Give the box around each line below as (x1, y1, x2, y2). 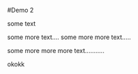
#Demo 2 (7, 6, 34, 14)
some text (7, 20, 36, 27)
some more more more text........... (7, 47, 105, 54)
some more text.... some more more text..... (7, 33, 131, 41)
